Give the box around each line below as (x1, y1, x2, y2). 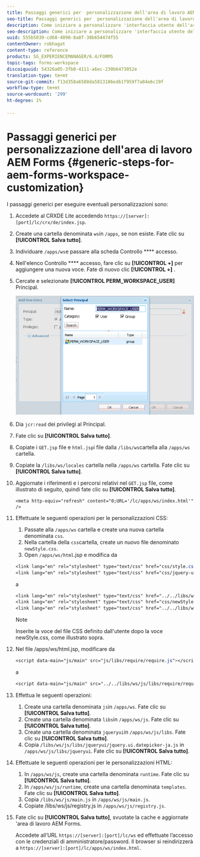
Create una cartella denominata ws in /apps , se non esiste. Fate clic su (15, 230, 185, 237)
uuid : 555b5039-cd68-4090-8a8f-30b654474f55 (7, 35, 119, 41)
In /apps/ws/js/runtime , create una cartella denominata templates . (24, 783, 187, 790)
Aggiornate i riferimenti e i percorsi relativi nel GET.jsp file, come (15, 479, 173, 487)
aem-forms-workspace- (7, 168, 130, 182)
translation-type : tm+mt (7, 72, 68, 79)
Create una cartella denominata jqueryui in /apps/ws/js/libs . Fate (24, 728, 186, 736)
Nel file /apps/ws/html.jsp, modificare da (15, 646, 115, 653)
